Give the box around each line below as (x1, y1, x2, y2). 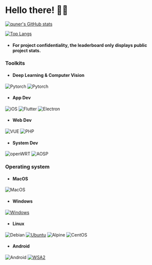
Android (12, 243, 30, 249)
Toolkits (5, 60, 25, 67)
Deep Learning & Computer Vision (12, 72, 85, 78)
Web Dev (12, 117, 32, 123)
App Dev (12, 95, 31, 101)
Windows (12, 198, 33, 204)
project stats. (12, 47, 41, 53)
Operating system (5, 163, 50, 170)
